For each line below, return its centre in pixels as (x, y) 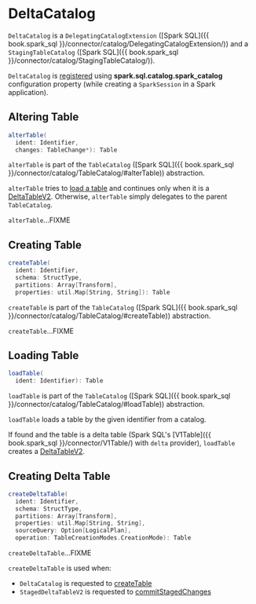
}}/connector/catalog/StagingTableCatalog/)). (82, 60)
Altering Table (44, 117)
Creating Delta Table (59, 476)
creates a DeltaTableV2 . (46, 452)
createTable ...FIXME (41, 331)
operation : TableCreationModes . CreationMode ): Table (103, 538)
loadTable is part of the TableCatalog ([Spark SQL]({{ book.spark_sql (119, 396)
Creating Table (45, 245)
